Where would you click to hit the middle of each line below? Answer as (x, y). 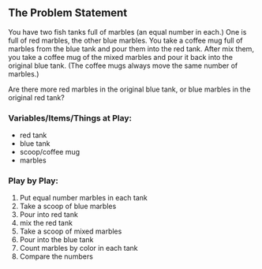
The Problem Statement (68, 13)
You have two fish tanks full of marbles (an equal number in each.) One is (127, 32)
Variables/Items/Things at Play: (70, 118)
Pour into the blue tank (56, 240)
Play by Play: (34, 181)
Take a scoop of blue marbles (68, 206)
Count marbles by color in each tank (79, 248)
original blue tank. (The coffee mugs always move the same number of (123, 65)
